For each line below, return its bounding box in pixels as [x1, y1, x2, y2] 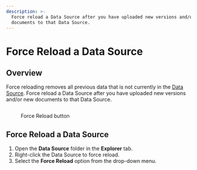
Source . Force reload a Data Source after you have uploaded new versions [6, 90, 186, 97]
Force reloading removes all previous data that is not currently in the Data [6, 83, 184, 91]
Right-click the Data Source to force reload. [14, 151, 120, 158]
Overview [6, 68, 43, 78]
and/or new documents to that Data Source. [6, 96, 112, 103]
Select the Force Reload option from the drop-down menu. [14, 158, 157, 165]
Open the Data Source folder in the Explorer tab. [14, 145, 133, 152]
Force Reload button [21, 113, 70, 120]
